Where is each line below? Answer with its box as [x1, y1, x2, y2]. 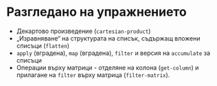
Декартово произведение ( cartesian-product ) [16, 27, 151, 35]
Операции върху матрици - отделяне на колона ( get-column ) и [16, 63, 199, 72]
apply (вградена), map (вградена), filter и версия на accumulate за [16, 49, 211, 57]
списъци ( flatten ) [16, 41, 70, 50]
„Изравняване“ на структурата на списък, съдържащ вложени [16, 34, 201, 42]
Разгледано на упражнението [6, 4, 187, 20]
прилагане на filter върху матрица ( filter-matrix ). [16, 70, 170, 79]
